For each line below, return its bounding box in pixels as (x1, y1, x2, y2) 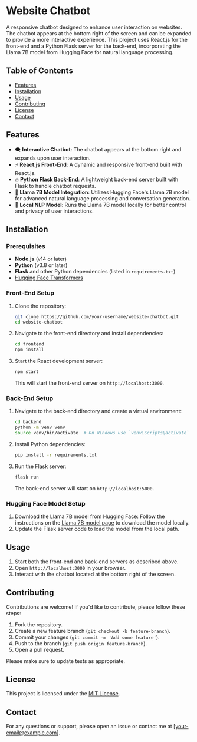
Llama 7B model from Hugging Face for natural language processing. (6, 48, 174, 55)
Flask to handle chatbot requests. (14, 182, 96, 189)
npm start (14, 369, 40, 375)
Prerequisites (6, 242, 45, 250)
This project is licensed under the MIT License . (6, 690, 120, 697)
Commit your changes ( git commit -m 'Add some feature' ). (14, 634, 160, 641)
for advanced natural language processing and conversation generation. (14, 194, 191, 202)
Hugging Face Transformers (14, 274, 84, 281)
